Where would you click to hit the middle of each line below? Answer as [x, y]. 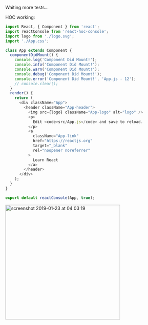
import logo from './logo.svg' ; [40, 36]
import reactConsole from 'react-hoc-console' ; [57, 31]
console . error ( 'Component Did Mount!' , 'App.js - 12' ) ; [76, 79]
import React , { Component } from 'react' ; [52, 27]
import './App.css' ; [27, 41]
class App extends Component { [39, 50]
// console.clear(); [36, 84]
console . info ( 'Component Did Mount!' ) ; [57, 65]
